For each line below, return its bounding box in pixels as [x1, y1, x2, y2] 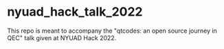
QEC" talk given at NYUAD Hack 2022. [7, 33, 117, 42]
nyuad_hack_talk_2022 [7, 4, 143, 20]
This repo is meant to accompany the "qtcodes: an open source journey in [7, 27, 218, 35]
